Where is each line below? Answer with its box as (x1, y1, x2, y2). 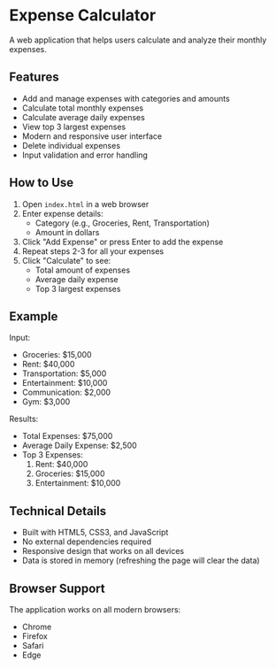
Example (9, 309, 58, 324)
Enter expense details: (21, 208, 103, 219)
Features (9, 70, 59, 85)
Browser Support (9, 581, 106, 596)
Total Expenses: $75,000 (21, 431, 113, 442)
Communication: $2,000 (21, 387, 111, 398)
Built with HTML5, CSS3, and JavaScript (21, 527, 169, 538)
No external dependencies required (21, 536, 152, 547)
